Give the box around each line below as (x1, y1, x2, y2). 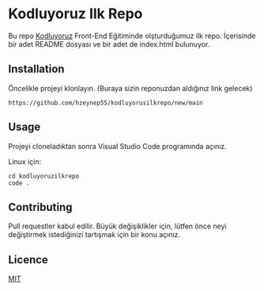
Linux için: (8, 156, 42, 167)
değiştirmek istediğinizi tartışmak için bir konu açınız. (8, 230, 180, 239)
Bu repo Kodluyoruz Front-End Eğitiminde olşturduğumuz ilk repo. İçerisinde (8, 31, 256, 40)
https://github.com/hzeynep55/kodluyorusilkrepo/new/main (8, 98, 203, 107)
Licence (8, 253, 49, 266)
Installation (8, 63, 65, 76)
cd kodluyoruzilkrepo (8, 172, 80, 180)
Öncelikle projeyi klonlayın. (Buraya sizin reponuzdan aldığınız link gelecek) (8, 83, 253, 93)
